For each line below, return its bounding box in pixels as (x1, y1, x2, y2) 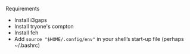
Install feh (14, 29, 39, 36)
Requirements (5, 5, 40, 12)
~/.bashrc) (14, 42, 40, 49)
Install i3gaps (14, 17, 47, 23)
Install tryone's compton (14, 23, 74, 30)
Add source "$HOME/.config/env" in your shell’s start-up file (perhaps (14, 36, 184, 42)
